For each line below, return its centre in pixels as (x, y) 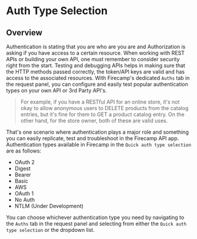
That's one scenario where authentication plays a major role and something (98, 132)
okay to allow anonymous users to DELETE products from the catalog (104, 108)
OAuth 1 (24, 193)
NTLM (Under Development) (49, 206)
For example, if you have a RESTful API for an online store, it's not (100, 102)
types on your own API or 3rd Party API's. (56, 90)
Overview (24, 33)
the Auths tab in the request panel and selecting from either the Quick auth (96, 224)
